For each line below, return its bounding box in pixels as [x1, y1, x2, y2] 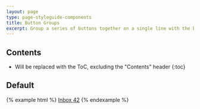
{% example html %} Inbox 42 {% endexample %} [6, 96, 129, 103]
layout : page [6, 8, 39, 15]
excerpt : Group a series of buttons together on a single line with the [6, 25, 190, 32]
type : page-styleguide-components [6, 14, 92, 20]
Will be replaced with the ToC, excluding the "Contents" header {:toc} [14, 63, 186, 70]
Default [6, 80, 35, 91]
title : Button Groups [6, 20, 60, 26]
